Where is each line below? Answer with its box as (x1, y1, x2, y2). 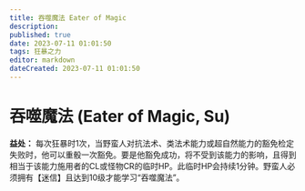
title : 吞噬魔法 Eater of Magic (9, 13, 127, 23)
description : (9, 22, 59, 31)
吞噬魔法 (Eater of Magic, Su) (9, 106, 230, 127)
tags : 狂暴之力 (9, 47, 62, 56)
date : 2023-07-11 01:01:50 (9, 38, 112, 48)
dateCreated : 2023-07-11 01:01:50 (9, 65, 141, 74)
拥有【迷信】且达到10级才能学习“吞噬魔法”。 (16, 172, 185, 183)
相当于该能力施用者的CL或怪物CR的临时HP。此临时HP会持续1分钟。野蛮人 (9, 160, 288, 171)
